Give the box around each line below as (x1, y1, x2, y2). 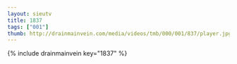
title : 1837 (7, 17, 42, 24)
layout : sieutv (7, 10, 52, 18)
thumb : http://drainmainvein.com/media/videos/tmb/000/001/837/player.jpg (7, 30, 232, 37)
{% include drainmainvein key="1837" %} (7, 49, 128, 58)
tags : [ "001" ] (7, 23, 49, 30)
